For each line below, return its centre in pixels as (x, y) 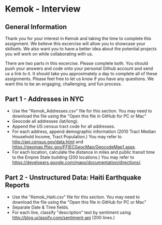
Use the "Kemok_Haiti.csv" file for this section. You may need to (76, 197)
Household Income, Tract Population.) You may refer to (67, 136)
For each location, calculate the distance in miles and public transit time (83, 152)
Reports (17, 185)
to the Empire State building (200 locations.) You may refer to (73, 157)
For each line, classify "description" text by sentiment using (71, 212)
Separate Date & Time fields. (40, 207)
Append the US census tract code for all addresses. (64, 126)
